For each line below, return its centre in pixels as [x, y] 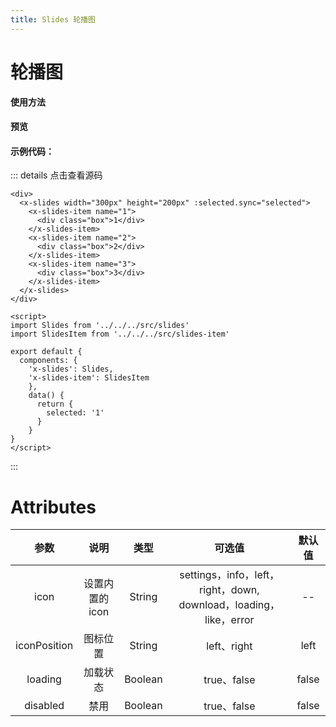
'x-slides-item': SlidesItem [89, 378]
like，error [229, 620]
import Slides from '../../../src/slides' [100, 326]
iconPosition [44, 646]
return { [55, 404]
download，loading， [229, 605]
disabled [44, 706]
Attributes [53, 507]
